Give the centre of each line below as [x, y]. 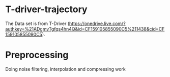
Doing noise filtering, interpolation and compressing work [65, 69]
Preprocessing [37, 55]
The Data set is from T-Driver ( [37, 23]
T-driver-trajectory [46, 9]
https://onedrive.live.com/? [97, 23]
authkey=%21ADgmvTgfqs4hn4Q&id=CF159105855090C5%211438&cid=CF [85, 29]
